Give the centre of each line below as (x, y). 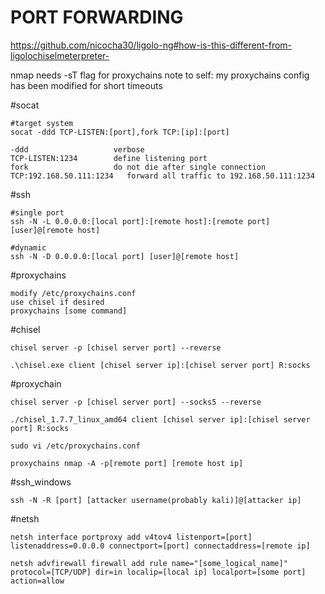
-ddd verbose (77, 149)
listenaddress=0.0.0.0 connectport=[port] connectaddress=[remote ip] (160, 546)
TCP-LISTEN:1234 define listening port (109, 158)
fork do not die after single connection (138, 167)
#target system (42, 123)
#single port (37, 212)
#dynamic (28, 247)
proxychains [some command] (69, 311)
